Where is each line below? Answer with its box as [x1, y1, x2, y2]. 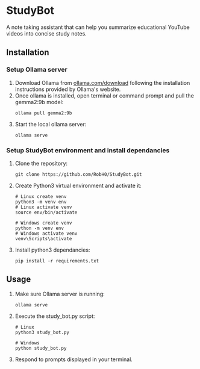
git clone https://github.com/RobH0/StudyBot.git [14, 171, 143, 178]
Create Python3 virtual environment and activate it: [14, 182, 142, 189]
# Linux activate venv [14, 204, 72, 210]
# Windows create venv [14, 220, 72, 226]
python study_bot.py [14, 345, 67, 351]
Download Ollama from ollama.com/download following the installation [14, 79, 190, 86]
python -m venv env [14, 225, 64, 231]
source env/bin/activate [14, 209, 78, 216]
